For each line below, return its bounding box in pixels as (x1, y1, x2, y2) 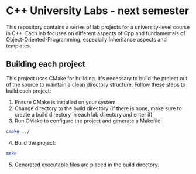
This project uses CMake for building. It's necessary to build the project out (6, 74, 188, 81)
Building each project (6, 59, 86, 69)
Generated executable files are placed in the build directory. (14, 161, 159, 168)
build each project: (6, 87, 51, 94)
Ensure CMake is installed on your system (14, 98, 116, 105)
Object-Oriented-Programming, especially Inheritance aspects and (6, 36, 167, 43)
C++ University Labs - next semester (6, 4, 190, 18)
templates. (6, 42, 32, 49)
